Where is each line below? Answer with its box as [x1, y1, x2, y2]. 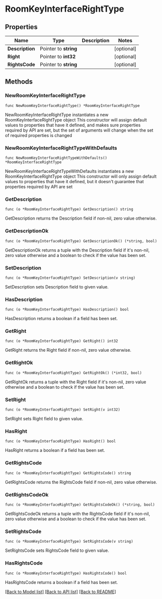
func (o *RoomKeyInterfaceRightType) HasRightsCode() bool [5, 571, 127, 576]
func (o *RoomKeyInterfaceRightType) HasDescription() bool [5, 307, 130, 312]
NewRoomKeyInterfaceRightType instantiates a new [5, 112, 109, 118]
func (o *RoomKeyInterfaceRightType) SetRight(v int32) [5, 407, 120, 412]
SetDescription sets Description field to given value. [5, 284, 109, 290]
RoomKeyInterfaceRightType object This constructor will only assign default [5, 173, 157, 179]
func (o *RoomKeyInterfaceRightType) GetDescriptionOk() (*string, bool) [5, 239, 158, 243]
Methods [5, 78, 33, 86]
